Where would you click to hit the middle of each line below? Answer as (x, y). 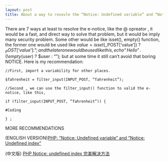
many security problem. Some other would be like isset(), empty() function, (82, 39)
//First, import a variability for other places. (58, 71)
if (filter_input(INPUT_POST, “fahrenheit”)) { (56, 101)
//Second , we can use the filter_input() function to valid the (74, 88)
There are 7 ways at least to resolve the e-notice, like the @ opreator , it (79, 28)
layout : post (19, 10)
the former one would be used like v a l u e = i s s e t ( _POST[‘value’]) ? (73, 44)
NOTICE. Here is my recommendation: (44, 62)
